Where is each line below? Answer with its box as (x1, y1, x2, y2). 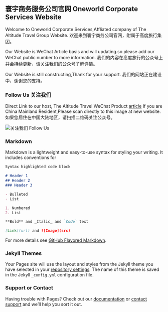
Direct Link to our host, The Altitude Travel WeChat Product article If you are (5, 103, 162, 109)
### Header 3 (5, 183, 33, 188)
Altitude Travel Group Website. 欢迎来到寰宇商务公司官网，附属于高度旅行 (5, 32, 157, 38)
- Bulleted (5, 192, 28, 197)
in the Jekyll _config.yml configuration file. (5, 272, 94, 278)
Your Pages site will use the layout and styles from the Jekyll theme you (5, 261, 154, 267)
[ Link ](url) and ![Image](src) (5, 228, 71, 233)
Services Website (5, 13, 62, 22)
